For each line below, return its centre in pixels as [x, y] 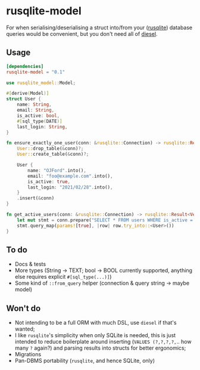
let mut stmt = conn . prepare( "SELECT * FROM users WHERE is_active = [105, 220]
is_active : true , [49, 181]
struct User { [24, 99]
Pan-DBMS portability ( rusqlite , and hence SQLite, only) [85, 361]
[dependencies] [25, 66]
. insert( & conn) [36, 198]
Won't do [24, 308]
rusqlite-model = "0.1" [36, 72]
